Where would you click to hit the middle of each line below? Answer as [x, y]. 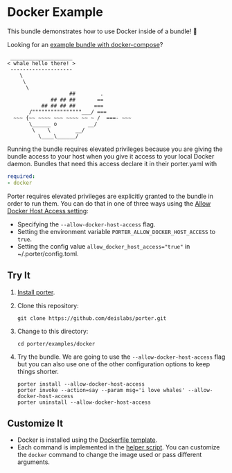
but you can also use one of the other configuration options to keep [113, 364]
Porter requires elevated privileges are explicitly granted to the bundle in [110, 196]
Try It [19, 275]
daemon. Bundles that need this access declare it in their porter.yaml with [112, 163]
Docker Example [55, 12]
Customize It [35, 423]
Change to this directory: [53, 331]
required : [21, 176]
